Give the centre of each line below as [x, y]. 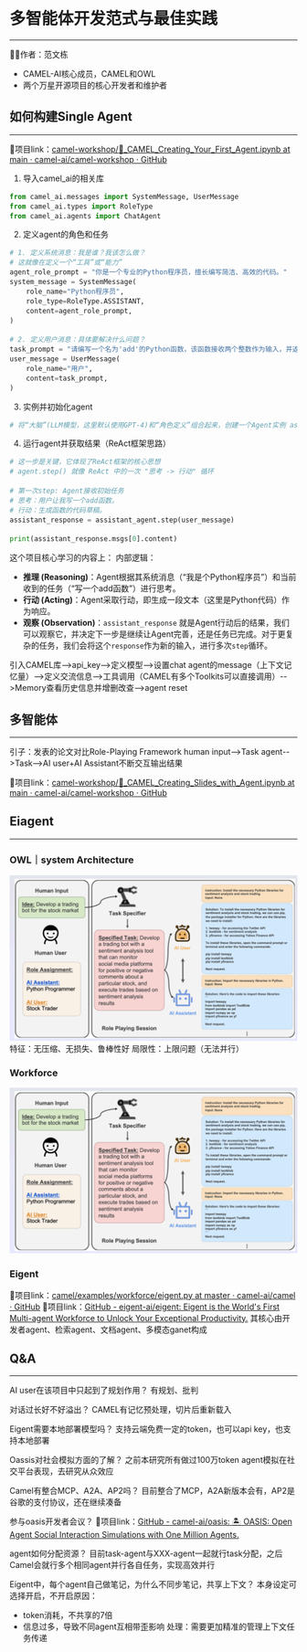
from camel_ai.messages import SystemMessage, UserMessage [124, 196]
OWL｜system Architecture [72, 860]
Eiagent [32, 822]
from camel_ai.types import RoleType [81, 206]
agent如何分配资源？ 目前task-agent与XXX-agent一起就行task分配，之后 [146, 1553]
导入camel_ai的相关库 [64, 178]
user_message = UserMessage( [65, 359]
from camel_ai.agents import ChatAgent [85, 216]
